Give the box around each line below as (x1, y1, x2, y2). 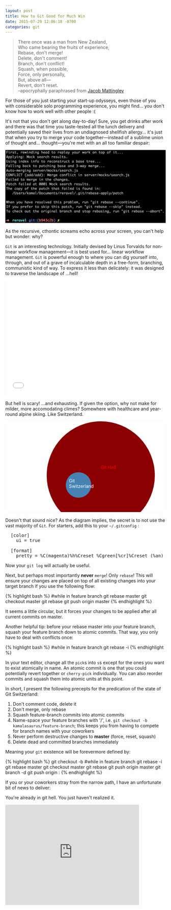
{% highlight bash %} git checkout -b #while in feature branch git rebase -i (5, 759, 162, 765)
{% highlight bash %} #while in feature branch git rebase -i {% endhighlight (5, 645, 164, 651)
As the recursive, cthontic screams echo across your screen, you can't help (5, 228, 164, 234)
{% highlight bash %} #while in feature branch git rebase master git (5, 593, 147, 599)
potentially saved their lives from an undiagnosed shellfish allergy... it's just (5, 129, 163, 135)
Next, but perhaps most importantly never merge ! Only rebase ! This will (5, 572, 153, 578)
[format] (10, 548, 33, 554)
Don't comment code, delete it (12, 701, 77, 707)
